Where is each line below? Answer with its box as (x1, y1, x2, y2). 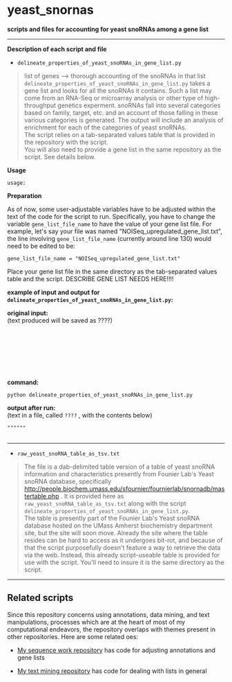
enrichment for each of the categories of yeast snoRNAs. (23, 123, 187, 132)
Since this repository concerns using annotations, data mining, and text (7, 610, 210, 618)
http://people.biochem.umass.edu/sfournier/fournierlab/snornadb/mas (23, 484, 225, 493)
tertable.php (23, 492, 59, 500)
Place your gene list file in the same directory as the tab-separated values (7, 267, 217, 276)
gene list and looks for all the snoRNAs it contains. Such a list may (23, 86, 212, 95)
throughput (23, 101, 57, 109)
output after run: (7, 404, 56, 412)
